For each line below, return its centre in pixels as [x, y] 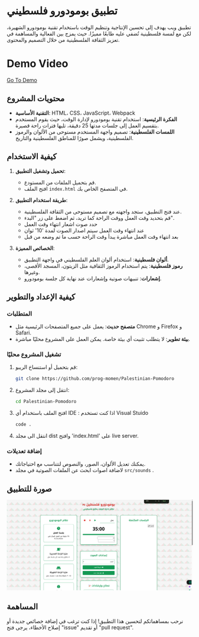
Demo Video [37, 64]
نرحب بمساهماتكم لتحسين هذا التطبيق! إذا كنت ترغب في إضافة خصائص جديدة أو [95, 621]
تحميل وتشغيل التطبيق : [40, 171]
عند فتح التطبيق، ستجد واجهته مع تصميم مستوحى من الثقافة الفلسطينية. [103, 212]
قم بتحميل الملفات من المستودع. [60, 182]
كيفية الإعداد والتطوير [41, 297]
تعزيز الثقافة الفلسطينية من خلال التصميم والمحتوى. [63, 40]
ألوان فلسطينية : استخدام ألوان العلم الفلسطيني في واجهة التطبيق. [96, 259]
